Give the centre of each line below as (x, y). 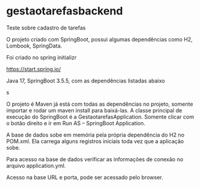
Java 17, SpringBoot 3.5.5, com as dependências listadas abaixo (85, 81)
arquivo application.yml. (36, 165)
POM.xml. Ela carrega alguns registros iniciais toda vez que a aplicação (95, 141)
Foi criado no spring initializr (41, 57)
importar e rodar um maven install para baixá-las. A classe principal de (94, 110)
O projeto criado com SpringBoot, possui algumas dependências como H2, (100, 39)
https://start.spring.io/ (34, 69)
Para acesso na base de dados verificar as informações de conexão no (95, 159)
